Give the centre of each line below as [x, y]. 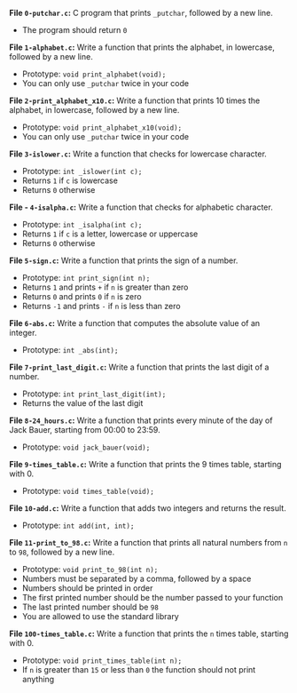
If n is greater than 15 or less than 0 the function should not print [139, 669]
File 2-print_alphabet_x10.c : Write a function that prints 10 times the [135, 100]
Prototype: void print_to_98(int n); [90, 569]
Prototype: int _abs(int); [70, 350]
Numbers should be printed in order [87, 588]
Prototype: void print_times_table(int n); [102, 660]
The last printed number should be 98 [90, 607]
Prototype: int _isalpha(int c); [82, 224]
